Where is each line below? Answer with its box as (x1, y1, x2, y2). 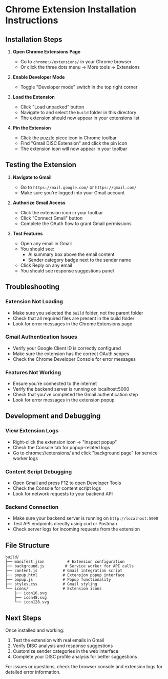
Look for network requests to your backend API (12, 491, 113, 497)
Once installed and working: (5, 627, 65, 633)
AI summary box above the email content (28, 251, 115, 258)
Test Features (12, 230, 43, 236)
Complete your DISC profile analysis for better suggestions (12, 654, 137, 659)
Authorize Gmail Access (12, 199, 66, 206)
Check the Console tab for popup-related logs (12, 444, 110, 450)
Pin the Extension (12, 125, 51, 131)
